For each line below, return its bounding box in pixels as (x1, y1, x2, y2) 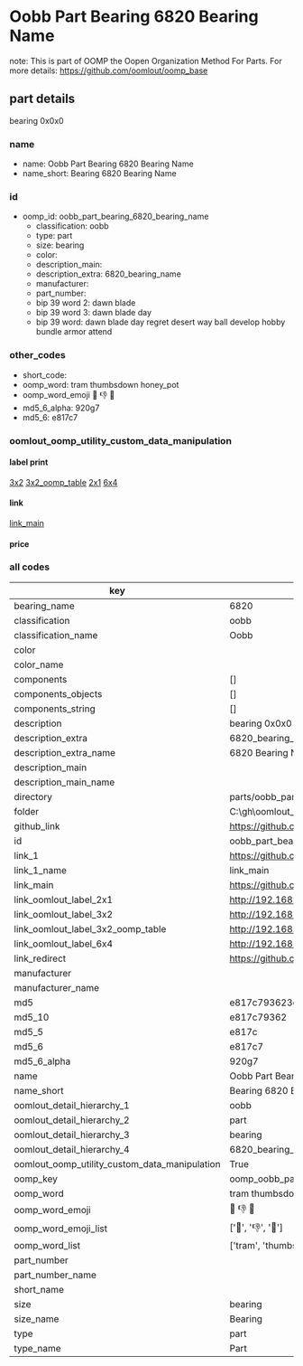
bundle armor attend (35, 326, 113, 337)
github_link (14, 820, 60, 833)
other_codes (9, 349, 66, 362)
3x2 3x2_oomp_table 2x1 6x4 (9, 476, 118, 487)
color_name (14, 658, 64, 671)
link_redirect (14, 952, 67, 965)
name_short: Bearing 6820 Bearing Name (22, 168, 178, 179)
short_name (14, 1283, 65, 1295)
